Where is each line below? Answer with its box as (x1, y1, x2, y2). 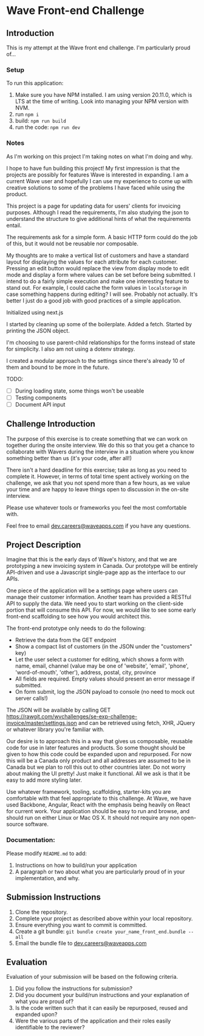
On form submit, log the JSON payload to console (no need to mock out (15, 688, 195, 696)
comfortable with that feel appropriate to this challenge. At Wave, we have (6, 795, 192, 802)
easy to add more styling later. (6, 777, 82, 784)
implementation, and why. (15, 874, 80, 881)
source (6, 821, 24, 828)
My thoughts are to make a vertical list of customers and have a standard (6, 251, 189, 259)
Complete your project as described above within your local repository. (15, 914, 193, 922)
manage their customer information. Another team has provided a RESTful (6, 593, 191, 601)
